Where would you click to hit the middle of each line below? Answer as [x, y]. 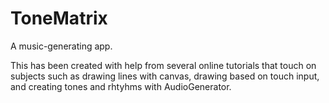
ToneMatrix [59, 18]
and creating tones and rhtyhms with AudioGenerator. [121, 86]
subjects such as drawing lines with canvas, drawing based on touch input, [165, 76]
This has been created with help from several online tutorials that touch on [163, 65]
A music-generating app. [61, 46]
